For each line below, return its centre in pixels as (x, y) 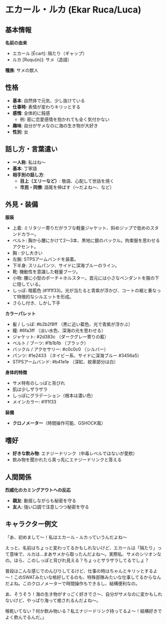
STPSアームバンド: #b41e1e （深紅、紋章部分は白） (65, 362)
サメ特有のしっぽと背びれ (39, 383)
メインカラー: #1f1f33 (34, 402)
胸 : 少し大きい (27, 253)
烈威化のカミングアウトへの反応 (38, 490)
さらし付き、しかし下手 (36, 303)
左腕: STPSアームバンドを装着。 (45, 259)
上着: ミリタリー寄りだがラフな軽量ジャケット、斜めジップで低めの (81, 228)
